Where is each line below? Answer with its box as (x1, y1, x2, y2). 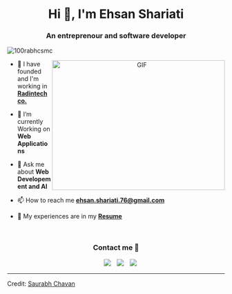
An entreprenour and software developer (46, 31, 186, 41)
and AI (28, 183, 48, 191)
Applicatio (17, 140, 48, 148)
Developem (17, 175, 51, 183)
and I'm (17, 75, 39, 83)
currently (17, 118, 43, 126)
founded (17, 67, 41, 75)
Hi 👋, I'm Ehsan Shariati (48, 6, 184, 22)
